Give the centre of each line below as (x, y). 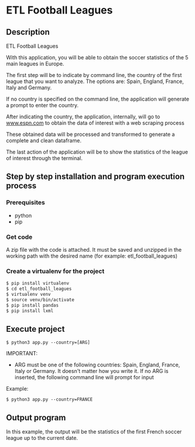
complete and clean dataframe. (44, 141)
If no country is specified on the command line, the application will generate (97, 99)
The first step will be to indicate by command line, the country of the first (94, 75)
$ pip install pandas (32, 305)
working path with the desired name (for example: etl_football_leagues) (92, 256)
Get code (19, 237)
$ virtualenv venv (28, 295)
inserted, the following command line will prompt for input (84, 378)
